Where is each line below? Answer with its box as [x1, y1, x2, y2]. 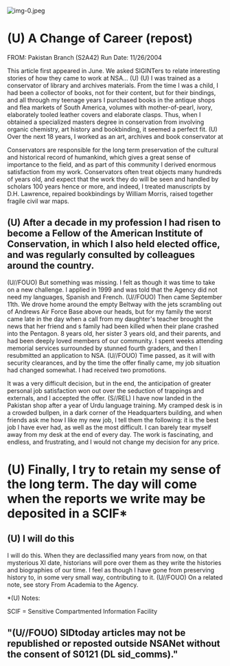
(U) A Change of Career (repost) [7, 31, 194, 46]
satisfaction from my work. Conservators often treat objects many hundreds [7, 167, 222, 175]
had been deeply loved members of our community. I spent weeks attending [7, 336, 223, 345]
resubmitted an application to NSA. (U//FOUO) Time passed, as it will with [7, 351, 216, 359]
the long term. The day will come [7, 476, 197, 492]
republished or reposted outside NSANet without [7, 638, 221, 649]
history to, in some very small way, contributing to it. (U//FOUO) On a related [7, 573, 223, 581]
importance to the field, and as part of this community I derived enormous [7, 160, 216, 169]
